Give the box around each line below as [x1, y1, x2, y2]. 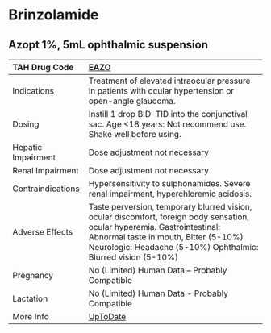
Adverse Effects [12, 227, 73, 237]
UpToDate [88, 311, 127, 322]
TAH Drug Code [12, 62, 74, 73]
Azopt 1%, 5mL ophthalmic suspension [8, 38, 208, 52]
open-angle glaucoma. [88, 95, 176, 106]
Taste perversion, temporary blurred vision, [88, 202, 252, 212]
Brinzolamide [8, 6, 99, 24]
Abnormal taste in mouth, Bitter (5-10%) [88, 231, 244, 243]
